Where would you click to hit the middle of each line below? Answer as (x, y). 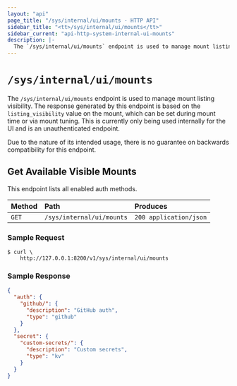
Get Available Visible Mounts (72, 172)
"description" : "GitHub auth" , (72, 310)
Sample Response (39, 276)
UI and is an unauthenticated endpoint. (63, 128)
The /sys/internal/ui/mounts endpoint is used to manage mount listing (111, 98)
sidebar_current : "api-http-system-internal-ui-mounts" (91, 34)
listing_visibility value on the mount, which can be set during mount (112, 113)
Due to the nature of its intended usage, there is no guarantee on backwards (118, 142)
